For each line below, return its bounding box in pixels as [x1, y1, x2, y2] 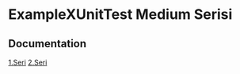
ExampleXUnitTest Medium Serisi [8, 6, 233, 24]
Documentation [8, 37, 87, 50]
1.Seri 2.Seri [8, 57, 48, 67]
